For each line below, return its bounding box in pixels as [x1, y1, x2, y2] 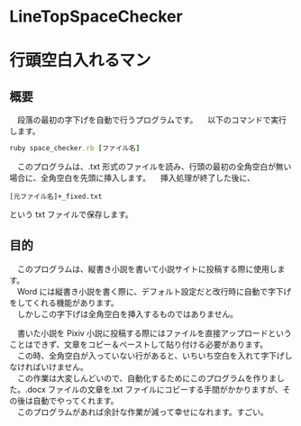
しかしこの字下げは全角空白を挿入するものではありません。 [16, 308, 239, 319]
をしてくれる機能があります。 [9, 297, 119, 308]
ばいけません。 [32, 361, 88, 372]
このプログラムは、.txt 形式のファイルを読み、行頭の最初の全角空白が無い [16, 161, 292, 172]
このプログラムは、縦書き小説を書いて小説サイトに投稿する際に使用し [16, 263, 278, 274]
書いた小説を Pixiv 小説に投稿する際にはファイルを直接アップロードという [16, 327, 293, 339]
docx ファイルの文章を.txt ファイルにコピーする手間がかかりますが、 [27, 384, 284, 394]
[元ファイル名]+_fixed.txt [9, 192, 103, 202]
